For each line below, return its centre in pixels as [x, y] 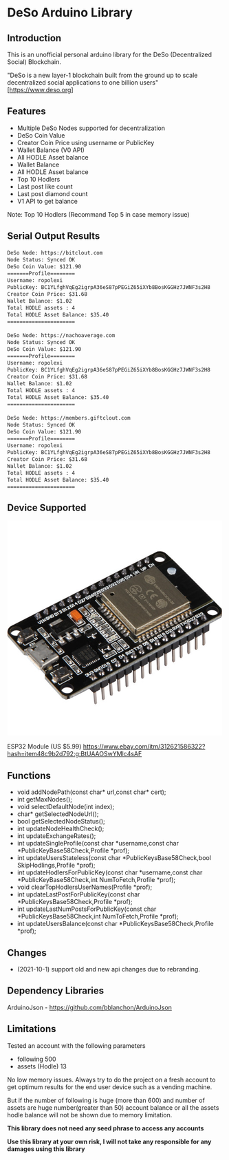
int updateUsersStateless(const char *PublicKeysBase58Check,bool [114, 858]
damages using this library [46, 1149]
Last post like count [45, 186]
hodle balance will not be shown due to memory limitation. [90, 1115]
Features [26, 111]
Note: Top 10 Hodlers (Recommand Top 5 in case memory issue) [99, 214]
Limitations [32, 1029]
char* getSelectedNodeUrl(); [58, 814]
